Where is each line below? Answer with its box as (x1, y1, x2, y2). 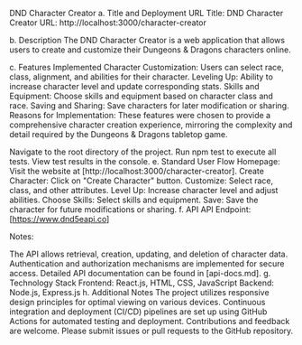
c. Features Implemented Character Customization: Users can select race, (9, 62, 284, 72)
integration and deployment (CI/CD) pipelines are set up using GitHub (9, 306, 268, 317)
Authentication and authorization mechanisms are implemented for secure (9, 258, 285, 269)
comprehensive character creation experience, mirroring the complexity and (9, 119, 293, 130)
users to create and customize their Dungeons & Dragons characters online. (9, 44, 291, 55)
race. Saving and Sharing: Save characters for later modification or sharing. (9, 100, 290, 111)
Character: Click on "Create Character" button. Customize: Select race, (9, 175, 273, 186)
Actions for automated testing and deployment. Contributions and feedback (9, 316, 290, 326)
